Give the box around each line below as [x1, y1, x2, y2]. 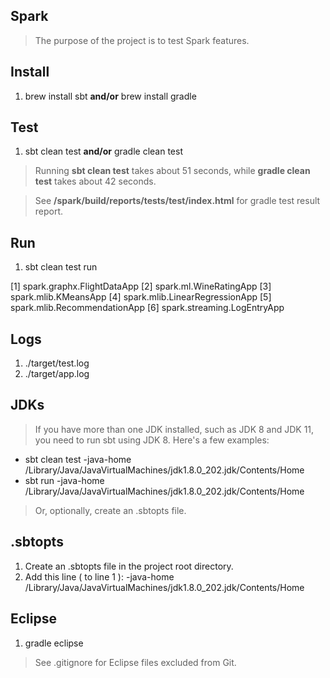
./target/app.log [24, 368, 90, 380]
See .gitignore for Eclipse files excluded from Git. [34, 656, 237, 668]
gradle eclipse [24, 637, 84, 649]
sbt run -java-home [24, 474, 105, 486]
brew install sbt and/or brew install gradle [24, 90, 197, 102]
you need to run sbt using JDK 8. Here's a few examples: [34, 434, 270, 446]
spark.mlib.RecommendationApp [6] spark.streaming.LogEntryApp [10, 302, 285, 314]
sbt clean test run [24, 261, 98, 273]
